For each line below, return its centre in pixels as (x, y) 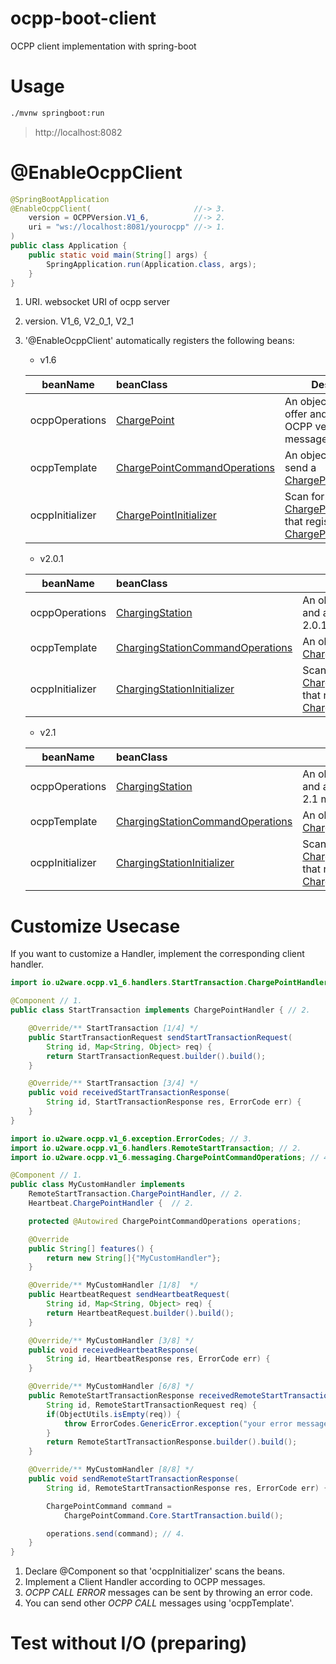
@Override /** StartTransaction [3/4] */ (113, 1083)
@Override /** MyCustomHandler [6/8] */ (111, 1387)
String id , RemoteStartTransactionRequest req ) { (151, 1405)
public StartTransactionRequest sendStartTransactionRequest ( (160, 1037)
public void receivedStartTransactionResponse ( (129, 1093)
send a (300, 468)
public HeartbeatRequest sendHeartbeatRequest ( (129, 1295)
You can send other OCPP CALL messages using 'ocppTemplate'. (159, 1603)
